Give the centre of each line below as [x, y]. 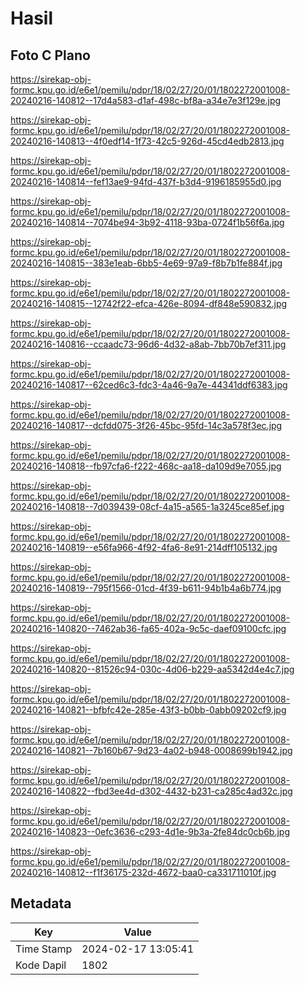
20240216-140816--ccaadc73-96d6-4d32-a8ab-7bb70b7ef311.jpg [148, 344]
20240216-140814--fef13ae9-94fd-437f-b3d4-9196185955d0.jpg [146, 181]
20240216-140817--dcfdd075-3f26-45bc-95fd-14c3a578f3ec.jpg [146, 425]
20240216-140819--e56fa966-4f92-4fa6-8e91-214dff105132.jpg [144, 547]
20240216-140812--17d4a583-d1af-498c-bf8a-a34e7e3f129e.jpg [146, 100]
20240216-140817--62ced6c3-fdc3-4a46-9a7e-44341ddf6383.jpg [149, 385]
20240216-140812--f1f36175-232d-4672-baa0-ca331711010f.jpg [143, 872]
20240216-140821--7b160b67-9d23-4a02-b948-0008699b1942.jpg [151, 750]
